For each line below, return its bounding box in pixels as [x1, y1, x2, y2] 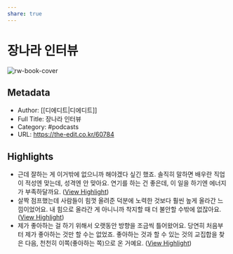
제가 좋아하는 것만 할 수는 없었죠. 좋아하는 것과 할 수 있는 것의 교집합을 [25, 230, 218, 239]
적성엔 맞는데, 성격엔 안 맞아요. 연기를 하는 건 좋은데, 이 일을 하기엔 [25, 179, 208, 187]
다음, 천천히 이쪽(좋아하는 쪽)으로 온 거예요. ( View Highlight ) [25, 239, 192, 248]
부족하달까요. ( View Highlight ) [25, 187, 109, 196]
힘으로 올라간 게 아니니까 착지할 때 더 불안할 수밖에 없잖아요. [56, 205, 222, 214]
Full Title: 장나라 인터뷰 [17, 115, 82, 123]
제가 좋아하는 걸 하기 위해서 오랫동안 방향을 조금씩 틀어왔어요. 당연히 [17, 222, 205, 230]
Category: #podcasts [17, 123, 79, 131]
